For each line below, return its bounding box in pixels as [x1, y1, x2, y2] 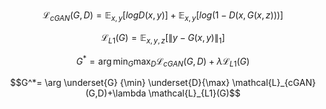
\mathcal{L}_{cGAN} [231, 77, 317, 89]
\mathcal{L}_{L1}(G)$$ [148, 87, 242, 99]
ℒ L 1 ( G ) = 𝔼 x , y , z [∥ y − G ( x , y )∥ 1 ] [100, 31, 226, 46]
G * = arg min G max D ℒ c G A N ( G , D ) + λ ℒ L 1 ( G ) [76, 53, 250, 69]
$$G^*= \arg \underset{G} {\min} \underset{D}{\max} [9, 77, 230, 89]
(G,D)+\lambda [84, 87, 147, 99]
